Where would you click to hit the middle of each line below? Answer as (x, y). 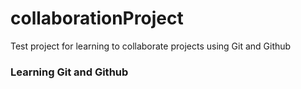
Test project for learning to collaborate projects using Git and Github (151, 46)
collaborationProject (97, 18)
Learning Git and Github (69, 72)
